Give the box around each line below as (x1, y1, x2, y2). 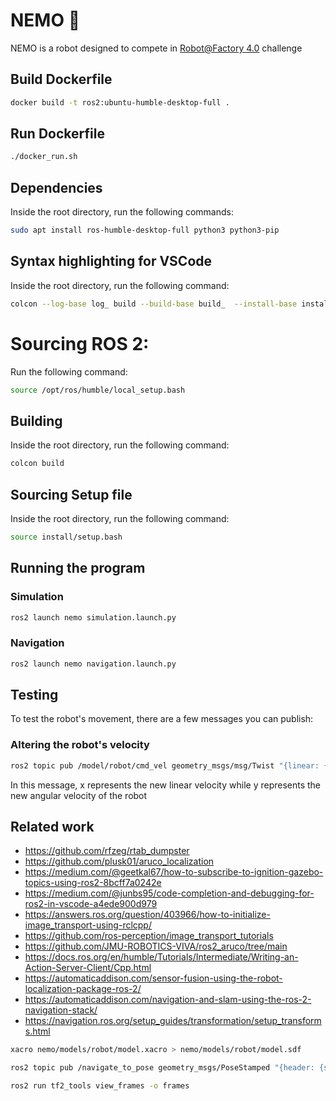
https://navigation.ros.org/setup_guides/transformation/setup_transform (24, 1015, 322, 1027)
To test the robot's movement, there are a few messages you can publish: (10, 713, 314, 725)
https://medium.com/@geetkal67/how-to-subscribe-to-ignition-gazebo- (24, 866, 324, 878)
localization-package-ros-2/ (24, 983, 142, 995)
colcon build (10, 459, 65, 469)
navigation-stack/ (24, 1004, 98, 1016)
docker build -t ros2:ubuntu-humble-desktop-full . (10, 97, 230, 108)
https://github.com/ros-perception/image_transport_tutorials (24, 930, 274, 942)
